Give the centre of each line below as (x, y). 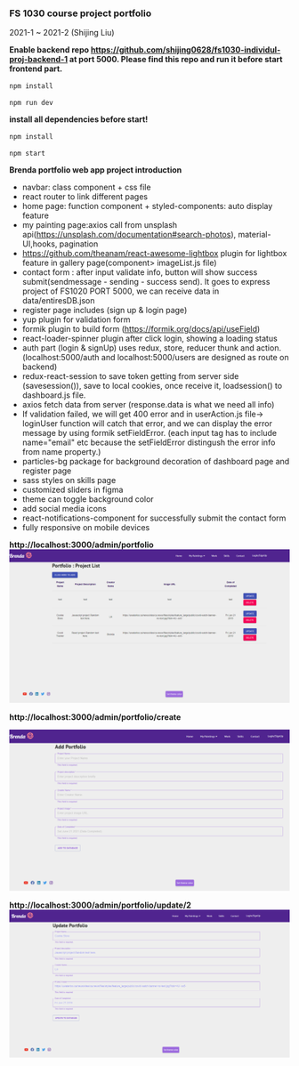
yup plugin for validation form (76, 319)
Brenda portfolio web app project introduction (96, 170)
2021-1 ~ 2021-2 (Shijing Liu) (62, 33)
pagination (79, 244)
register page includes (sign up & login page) (105, 311)
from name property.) (61, 452)
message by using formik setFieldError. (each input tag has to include (149, 433)
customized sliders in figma (73, 490)
